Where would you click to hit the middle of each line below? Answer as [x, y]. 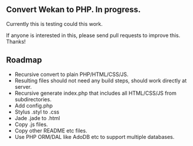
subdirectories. [33, 99]
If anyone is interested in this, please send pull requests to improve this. [93, 35]
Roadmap [24, 60]
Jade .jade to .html [37, 118]
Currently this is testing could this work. [55, 24]
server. [23, 87]
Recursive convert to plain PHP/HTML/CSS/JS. [71, 74]
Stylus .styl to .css [37, 112]
